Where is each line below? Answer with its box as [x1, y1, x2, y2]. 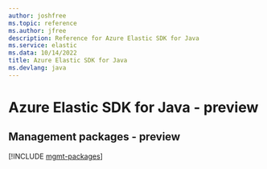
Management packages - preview [8, 130, 181, 144]
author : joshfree [8, 11, 67, 20]
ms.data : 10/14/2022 [8, 49, 78, 57]
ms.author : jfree [8, 26, 67, 34]
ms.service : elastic [8, 42, 78, 50]
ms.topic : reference [8, 19, 78, 27]
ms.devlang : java [8, 64, 67, 72]
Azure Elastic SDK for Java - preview [8, 98, 259, 116]
